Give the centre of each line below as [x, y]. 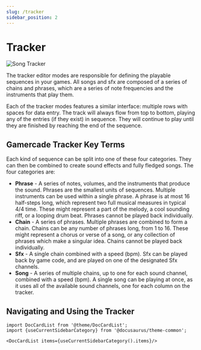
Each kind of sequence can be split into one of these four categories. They [99, 159]
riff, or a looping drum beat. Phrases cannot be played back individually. [104, 216]
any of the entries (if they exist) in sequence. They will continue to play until [100, 119]
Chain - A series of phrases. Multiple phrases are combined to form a [101, 222]
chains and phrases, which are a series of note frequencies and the [90, 89]
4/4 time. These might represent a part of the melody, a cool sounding [102, 209]
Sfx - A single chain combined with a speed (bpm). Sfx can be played [101, 254]
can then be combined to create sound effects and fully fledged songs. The [100, 166]
